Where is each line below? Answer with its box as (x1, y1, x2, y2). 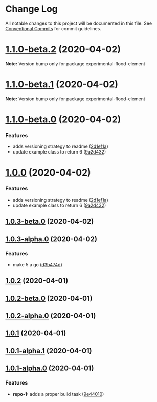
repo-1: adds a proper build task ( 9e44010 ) (12, 391, 104, 397)
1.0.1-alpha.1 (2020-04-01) (5, 346, 92, 355)
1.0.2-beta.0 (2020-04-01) (5, 294, 93, 303)
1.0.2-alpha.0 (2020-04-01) (5, 312, 96, 320)
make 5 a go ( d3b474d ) (12, 261, 62, 267)
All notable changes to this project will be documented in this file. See (5, 20, 152, 26)
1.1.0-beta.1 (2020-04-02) (5, 79, 119, 90)
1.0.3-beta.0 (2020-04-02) (5, 217, 94, 226)
